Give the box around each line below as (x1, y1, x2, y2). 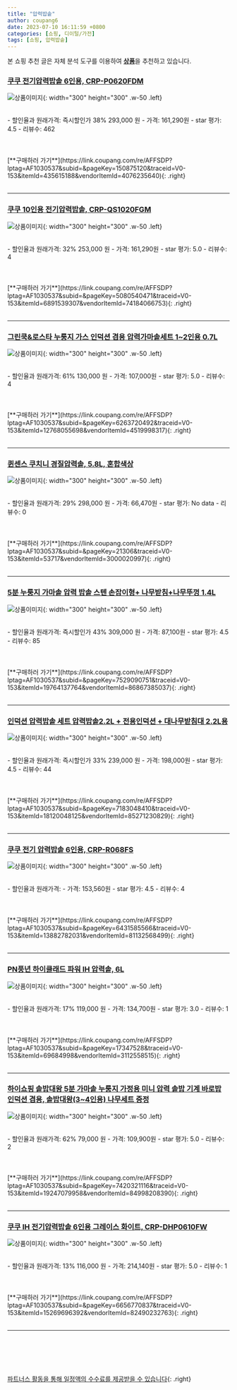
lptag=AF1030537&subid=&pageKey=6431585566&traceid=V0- (7, 924, 192, 933)
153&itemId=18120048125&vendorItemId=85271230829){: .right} (7, 811, 195, 820)
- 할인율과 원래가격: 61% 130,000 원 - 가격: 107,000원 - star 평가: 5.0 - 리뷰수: (7, 372, 226, 381)
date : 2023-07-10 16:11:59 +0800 (7, 23, 106, 30)
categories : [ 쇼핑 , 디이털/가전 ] (7, 30, 95, 37)
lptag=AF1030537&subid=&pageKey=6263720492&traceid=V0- (7, 419, 193, 427)
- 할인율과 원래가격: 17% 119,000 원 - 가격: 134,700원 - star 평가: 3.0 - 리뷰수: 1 (7, 1004, 229, 1013)
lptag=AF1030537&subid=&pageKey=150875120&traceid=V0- (7, 164, 186, 173)
